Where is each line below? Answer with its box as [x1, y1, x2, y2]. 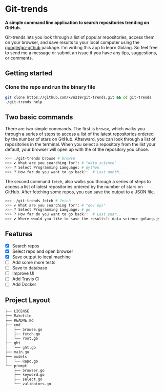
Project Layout [5, 296, 50, 304]
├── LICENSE [5, 309, 29, 314]
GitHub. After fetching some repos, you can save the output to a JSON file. [5, 189, 155, 195]
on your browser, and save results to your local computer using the [5, 39, 140, 45]
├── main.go [5, 350, 29, 355]
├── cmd [5, 322, 21, 328]
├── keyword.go [14, 372, 45, 377]
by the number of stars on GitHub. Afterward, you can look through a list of [5, 136, 156, 142]
